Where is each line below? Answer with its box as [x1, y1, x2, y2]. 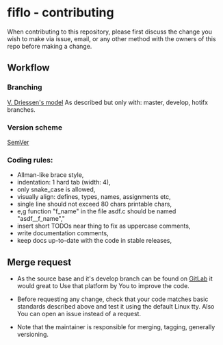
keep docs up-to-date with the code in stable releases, [16, 237, 172, 245]
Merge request [7, 256, 72, 268]
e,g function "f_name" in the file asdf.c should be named [16, 207, 176, 215]
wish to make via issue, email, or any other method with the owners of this [7, 34, 217, 43]
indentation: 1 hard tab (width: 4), [16, 178, 111, 187]
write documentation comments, [16, 229, 109, 237]
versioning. [16, 331, 49, 339]
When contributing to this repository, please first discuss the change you [7, 27, 212, 36]
